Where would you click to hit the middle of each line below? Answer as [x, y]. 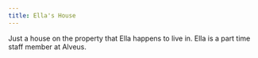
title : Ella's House [42, 15]
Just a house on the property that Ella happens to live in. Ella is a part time [129, 38]
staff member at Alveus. [48, 46]
